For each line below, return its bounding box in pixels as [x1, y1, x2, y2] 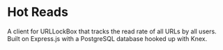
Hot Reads [7, 4, 68, 20]
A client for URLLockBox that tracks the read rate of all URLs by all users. [7, 27, 217, 35]
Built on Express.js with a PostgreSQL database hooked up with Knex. [7, 34, 208, 42]
